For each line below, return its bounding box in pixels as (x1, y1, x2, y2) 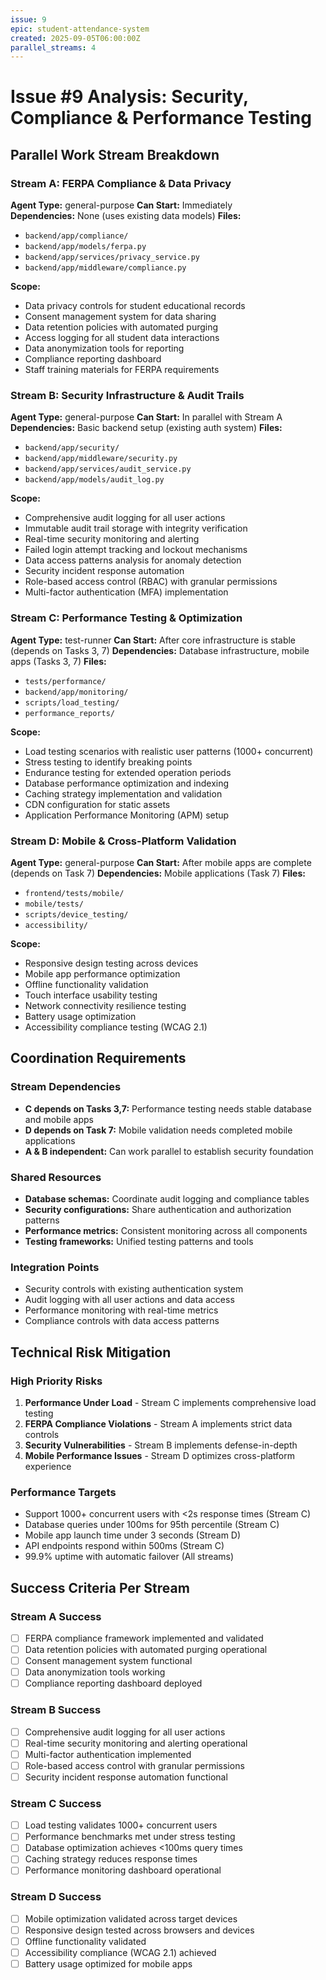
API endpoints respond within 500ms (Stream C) (24, 1540, 225, 1552)
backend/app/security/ (24, 443, 120, 453)
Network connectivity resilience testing (24, 1000, 187, 1012)
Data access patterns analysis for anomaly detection (24, 554, 242, 566)
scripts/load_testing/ (24, 697, 120, 708)
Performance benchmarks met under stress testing (24, 1831, 236, 1843)
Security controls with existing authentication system (24, 1283, 244, 1295)
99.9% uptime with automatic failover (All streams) (24, 1551, 235, 1563)
